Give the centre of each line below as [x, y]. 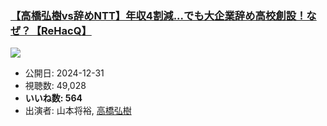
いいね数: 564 [53, 98]
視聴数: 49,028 [55, 86]
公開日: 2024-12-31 [64, 73]
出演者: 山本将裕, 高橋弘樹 [78, 111]
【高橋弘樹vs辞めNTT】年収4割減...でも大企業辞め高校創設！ [158, 15]
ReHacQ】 [66, 30]
